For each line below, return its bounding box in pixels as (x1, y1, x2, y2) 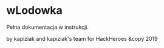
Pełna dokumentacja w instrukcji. (6, 23, 89, 31)
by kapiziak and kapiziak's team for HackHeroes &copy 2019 (6, 35, 158, 42)
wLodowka (6, 4, 63, 17)
